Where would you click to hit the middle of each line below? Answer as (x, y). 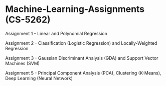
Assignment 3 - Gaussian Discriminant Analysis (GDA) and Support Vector (82, 58)
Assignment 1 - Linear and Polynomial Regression (56, 33)
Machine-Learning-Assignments (75, 9)
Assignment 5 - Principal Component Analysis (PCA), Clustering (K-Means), (83, 73)
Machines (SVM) (23, 63)
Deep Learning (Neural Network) (39, 78)
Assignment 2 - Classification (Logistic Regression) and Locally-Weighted (81, 43)
